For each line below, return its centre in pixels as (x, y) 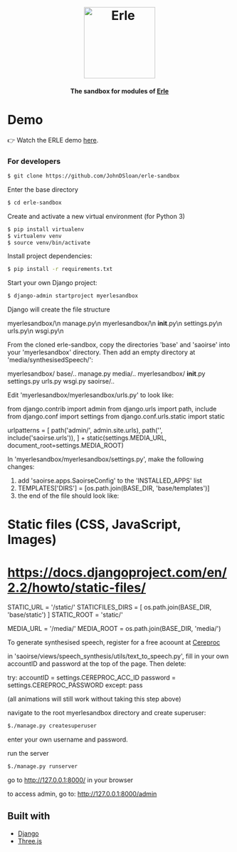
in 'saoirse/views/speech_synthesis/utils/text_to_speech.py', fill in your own (118, 656)
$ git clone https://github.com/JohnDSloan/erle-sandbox (94, 176)
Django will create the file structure (59, 309)
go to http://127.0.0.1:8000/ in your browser (70, 780)
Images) (32, 540)
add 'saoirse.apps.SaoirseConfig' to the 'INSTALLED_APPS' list (110, 481)
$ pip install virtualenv (46, 229)
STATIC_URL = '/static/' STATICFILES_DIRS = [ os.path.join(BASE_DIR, (110, 607)
